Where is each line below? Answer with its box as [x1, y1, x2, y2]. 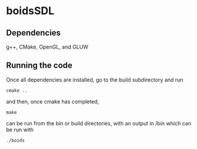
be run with [6, 126, 34, 133]
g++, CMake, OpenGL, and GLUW [6, 43, 88, 50]
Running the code [6, 60, 73, 70]
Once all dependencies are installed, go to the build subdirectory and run [6, 76, 184, 83]
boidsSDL [6, 4, 55, 18]
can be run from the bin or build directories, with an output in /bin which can [6, 119, 192, 127]
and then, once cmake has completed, [6, 98, 99, 105]
